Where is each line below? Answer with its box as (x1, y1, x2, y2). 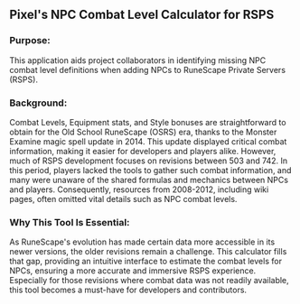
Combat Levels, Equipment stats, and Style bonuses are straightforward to (9, 116, 286, 127)
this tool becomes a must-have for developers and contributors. (9, 284, 247, 296)
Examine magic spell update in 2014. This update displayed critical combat (9, 135, 287, 147)
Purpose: (9, 34, 52, 47)
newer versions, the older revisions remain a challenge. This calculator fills (9, 246, 287, 257)
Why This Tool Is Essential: (9, 216, 130, 228)
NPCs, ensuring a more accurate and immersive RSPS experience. (9, 265, 257, 276)
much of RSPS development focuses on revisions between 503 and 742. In (9, 155, 288, 166)
